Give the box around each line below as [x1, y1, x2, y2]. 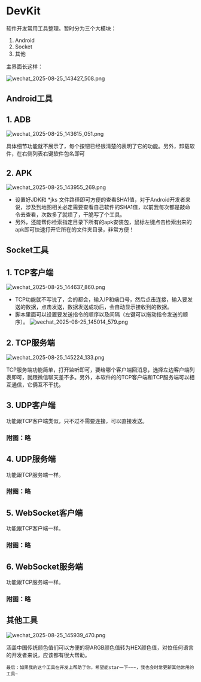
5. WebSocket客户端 [6, 507, 83, 518]
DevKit [6, 4, 41, 18]
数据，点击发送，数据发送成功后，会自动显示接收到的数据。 [25, 303, 172, 310]
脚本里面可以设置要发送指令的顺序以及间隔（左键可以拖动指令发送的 [14, 311, 183, 318]
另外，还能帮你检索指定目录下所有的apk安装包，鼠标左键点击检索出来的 [14, 218, 192, 226]
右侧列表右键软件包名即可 [22, 150, 85, 157]
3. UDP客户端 [6, 400, 56, 410]
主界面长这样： [6, 63, 43, 70]
